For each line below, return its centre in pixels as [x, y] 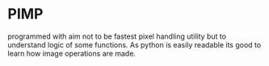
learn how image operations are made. [72, 53]
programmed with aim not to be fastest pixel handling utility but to [117, 36]
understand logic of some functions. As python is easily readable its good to [134, 44]
